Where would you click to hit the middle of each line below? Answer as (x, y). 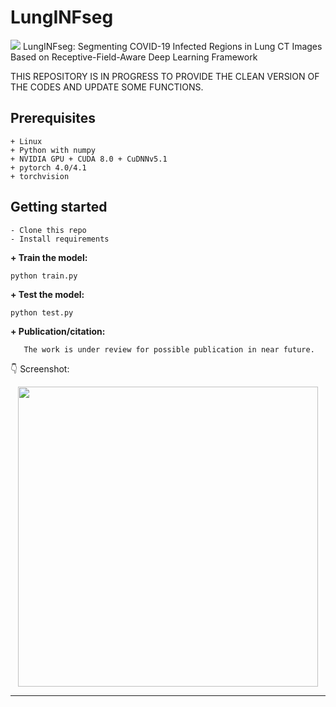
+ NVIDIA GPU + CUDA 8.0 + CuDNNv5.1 (89, 159)
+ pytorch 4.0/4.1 (48, 167)
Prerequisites (53, 118)
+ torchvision (40, 176)
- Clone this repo (48, 230)
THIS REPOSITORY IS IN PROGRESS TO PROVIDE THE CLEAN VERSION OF (165, 76)
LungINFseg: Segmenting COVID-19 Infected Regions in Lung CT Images (172, 46)
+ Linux (26, 141)
